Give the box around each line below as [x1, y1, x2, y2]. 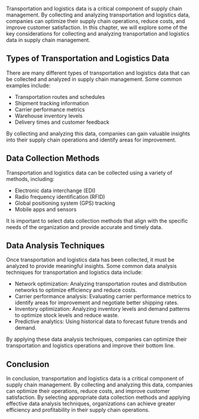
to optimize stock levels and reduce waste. [14, 312, 120, 319]
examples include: [6, 82, 51, 89]
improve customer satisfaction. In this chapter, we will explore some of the [6, 24, 188, 31]
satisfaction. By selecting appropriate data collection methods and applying [6, 394, 191, 401]
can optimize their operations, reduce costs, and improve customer [6, 388, 170, 395]
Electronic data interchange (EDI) [14, 186, 96, 194]
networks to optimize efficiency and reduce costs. [14, 286, 137, 294]
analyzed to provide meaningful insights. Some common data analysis [6, 263, 177, 270]
